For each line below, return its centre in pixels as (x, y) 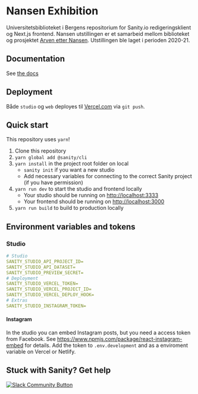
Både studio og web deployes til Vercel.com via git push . (76, 106)
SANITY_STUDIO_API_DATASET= (41, 267)
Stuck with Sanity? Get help (59, 370)
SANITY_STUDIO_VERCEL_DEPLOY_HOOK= (50, 295)
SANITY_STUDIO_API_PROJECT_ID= (45, 261)
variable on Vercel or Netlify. (41, 352)
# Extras (17, 300)
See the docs (22, 73)
